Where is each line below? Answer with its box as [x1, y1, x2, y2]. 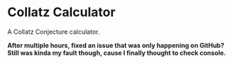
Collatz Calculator [7, 4, 116, 20]
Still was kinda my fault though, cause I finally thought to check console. [7, 49, 226, 57]
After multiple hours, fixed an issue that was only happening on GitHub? [7, 41, 225, 49]
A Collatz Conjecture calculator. [7, 27, 100, 36]
